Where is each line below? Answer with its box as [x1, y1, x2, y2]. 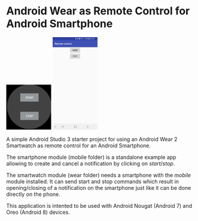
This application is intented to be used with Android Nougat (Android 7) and [6, 202, 193, 209]
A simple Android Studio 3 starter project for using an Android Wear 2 [6, 135, 178, 143]
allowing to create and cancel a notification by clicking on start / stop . [6, 160, 175, 167]
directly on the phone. [6, 190, 61, 198]
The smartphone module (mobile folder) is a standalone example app [6, 153, 176, 161]
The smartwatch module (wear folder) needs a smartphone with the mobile [6, 171, 191, 178]
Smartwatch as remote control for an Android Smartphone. [6, 142, 151, 149]
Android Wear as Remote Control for [6, 4, 190, 18]
